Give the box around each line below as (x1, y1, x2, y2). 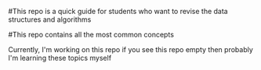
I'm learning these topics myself (8, 54, 112, 62)
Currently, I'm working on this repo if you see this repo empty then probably (8, 45, 253, 54)
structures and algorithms (8, 15, 92, 24)
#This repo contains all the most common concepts (8, 30, 175, 39)
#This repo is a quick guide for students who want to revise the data (8, 7, 229, 16)
